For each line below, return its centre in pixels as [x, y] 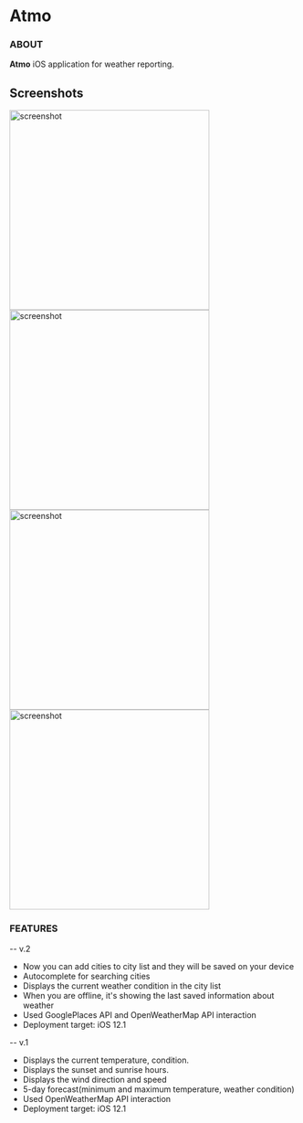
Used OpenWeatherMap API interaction [97, 1098]
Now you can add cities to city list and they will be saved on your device [158, 966]
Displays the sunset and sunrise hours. [95, 1069]
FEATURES [34, 928]
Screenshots [47, 93]
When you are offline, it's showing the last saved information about [148, 995]
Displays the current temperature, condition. [106, 1060]
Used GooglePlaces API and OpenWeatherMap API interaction [140, 1014]
